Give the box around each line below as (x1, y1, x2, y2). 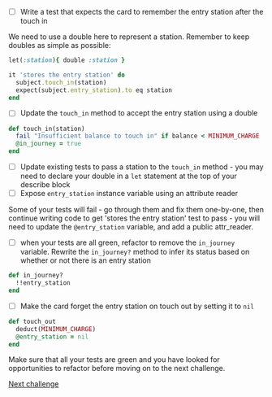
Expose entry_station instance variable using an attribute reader (19, 189, 238, 198)
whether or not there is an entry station (19, 255, 152, 265)
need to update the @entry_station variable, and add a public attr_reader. (8, 222, 254, 232)
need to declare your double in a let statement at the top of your (19, 171, 237, 181)
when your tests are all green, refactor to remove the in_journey (19, 238, 235, 247)
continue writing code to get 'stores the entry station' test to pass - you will (8, 213, 261, 223)
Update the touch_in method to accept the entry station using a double (19, 108, 258, 118)
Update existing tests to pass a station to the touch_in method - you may (19, 162, 264, 172)
